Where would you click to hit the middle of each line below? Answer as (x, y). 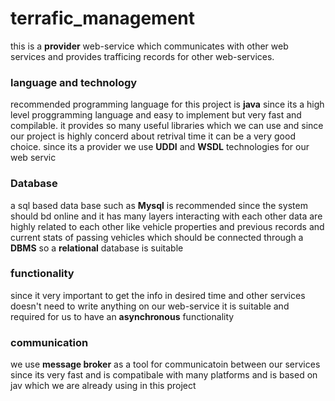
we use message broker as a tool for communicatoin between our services (165, 364)
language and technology (74, 82)
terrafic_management (103, 18)
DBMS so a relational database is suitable (97, 248)
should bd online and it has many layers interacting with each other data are (166, 216)
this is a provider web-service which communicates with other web (149, 46)
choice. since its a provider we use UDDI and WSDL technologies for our (160, 147)
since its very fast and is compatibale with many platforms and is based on (164, 375)
